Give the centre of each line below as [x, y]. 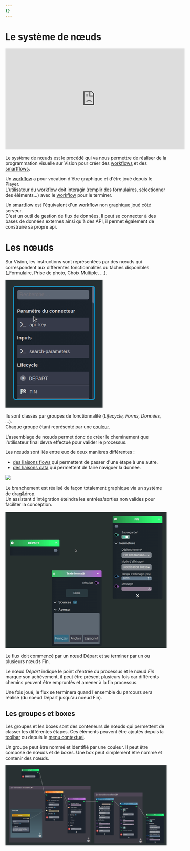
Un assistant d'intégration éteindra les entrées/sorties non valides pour [80, 499]
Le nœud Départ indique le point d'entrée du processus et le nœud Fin [80, 671]
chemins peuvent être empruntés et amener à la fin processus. [71, 682]
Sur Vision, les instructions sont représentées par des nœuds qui [74, 261]
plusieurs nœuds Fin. [28, 661]
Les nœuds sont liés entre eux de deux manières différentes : [70, 452]
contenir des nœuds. [27, 758]
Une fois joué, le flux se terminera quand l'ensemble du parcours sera [79, 692]
